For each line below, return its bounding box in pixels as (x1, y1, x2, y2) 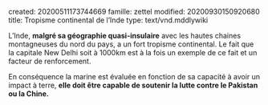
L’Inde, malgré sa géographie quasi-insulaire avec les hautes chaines (8, 31, 242, 40)
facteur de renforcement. (8, 56, 91, 66)
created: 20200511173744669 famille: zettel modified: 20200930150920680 (8, 7, 261, 16)
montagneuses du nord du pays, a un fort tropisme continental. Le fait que (8, 39, 254, 49)
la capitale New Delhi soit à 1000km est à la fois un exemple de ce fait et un (8, 48, 258, 57)
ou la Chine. (8, 89, 50, 99)
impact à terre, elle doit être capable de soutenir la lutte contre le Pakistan (8, 80, 258, 90)
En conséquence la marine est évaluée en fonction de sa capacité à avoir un (8, 72, 261, 81)
